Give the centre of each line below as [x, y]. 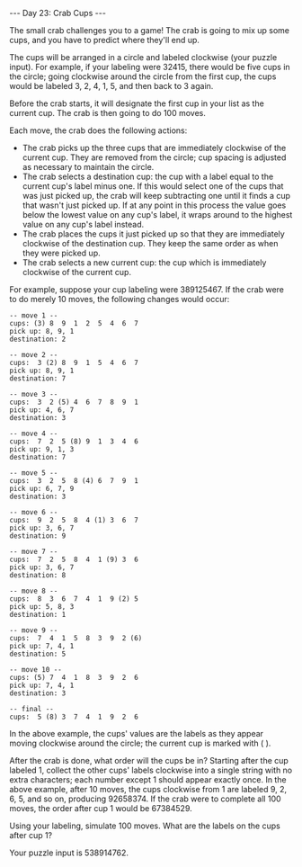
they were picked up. [61, 253]
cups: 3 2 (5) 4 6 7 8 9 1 [74, 402]
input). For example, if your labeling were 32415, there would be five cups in [150, 67]
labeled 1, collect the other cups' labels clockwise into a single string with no [151, 770]
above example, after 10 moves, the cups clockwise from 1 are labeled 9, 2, [148, 789]
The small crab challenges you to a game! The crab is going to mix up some [150, 30]
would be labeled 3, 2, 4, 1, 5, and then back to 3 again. [111, 86]
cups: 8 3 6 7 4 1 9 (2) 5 [74, 599]
